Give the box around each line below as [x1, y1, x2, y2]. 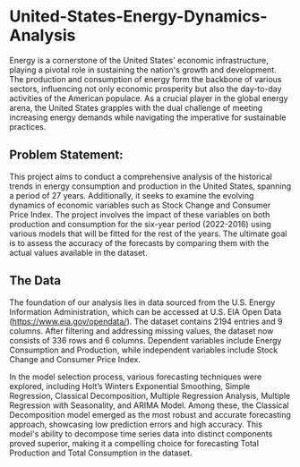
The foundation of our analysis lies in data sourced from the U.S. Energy [9, 297, 276, 308]
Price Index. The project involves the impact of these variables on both [9, 208, 270, 220]
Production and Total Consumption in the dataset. [9, 447, 193, 458]
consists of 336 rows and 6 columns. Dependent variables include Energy [9, 335, 282, 345]
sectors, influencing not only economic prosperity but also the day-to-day [9, 83, 282, 94]
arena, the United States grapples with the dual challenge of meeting [9, 102, 263, 113]
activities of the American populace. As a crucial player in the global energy [9, 92, 288, 104]
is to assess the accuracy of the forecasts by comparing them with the [9, 237, 270, 248]
